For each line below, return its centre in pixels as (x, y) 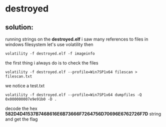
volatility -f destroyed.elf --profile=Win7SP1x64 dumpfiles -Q (73, 95)
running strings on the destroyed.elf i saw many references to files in (77, 39)
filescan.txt (19, 76)
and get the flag (21, 119)
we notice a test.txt (25, 86)
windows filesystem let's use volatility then (49, 44)
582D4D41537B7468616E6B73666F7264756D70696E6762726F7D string (83, 114)
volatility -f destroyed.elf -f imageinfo (50, 53)
